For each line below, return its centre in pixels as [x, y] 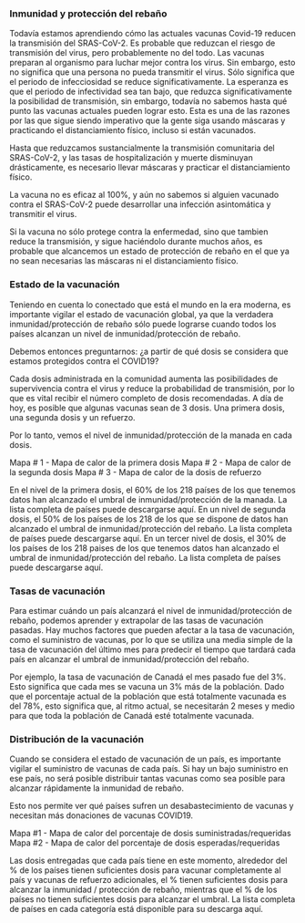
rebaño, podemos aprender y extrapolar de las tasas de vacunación [137, 620]
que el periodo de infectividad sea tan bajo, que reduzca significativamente [151, 92]
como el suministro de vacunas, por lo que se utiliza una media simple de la [151, 639]
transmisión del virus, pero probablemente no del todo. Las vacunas [137, 53]
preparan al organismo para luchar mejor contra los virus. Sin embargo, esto [152, 63]
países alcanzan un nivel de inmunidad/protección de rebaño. [125, 333]
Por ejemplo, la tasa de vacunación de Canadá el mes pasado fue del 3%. [148, 677]
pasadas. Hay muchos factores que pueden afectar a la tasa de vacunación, [152, 630]
